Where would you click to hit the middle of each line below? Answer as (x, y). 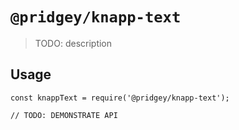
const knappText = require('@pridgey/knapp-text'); (120, 98)
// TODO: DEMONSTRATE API (64, 115)
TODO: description (73, 43)
